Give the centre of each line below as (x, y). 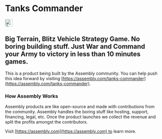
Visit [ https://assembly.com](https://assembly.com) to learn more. (71, 131)
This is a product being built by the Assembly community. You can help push (81, 73)
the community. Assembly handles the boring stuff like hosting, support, (77, 112)
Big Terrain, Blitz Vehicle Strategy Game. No (73, 39)
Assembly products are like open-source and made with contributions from (80, 107)
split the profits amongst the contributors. (46, 122)
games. (16, 62)
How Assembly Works (32, 96)
